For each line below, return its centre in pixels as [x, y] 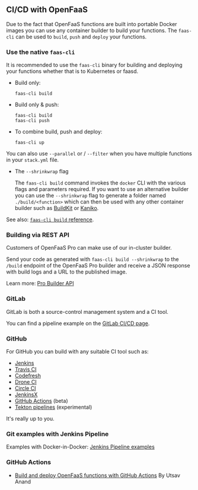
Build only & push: [37, 105]
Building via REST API [38, 235]
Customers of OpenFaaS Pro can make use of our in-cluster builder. [89, 248]
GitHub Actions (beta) [41, 401]
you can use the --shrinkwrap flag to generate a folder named [90, 196]
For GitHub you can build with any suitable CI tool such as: [78, 351]
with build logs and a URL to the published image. [67, 272]
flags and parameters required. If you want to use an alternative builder [102, 189]
